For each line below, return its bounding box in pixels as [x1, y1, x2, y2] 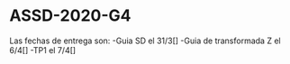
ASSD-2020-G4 [9, 5, 131, 26]
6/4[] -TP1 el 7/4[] [9, 44, 77, 55]
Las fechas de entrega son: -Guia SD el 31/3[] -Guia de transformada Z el [9, 35, 281, 46]
